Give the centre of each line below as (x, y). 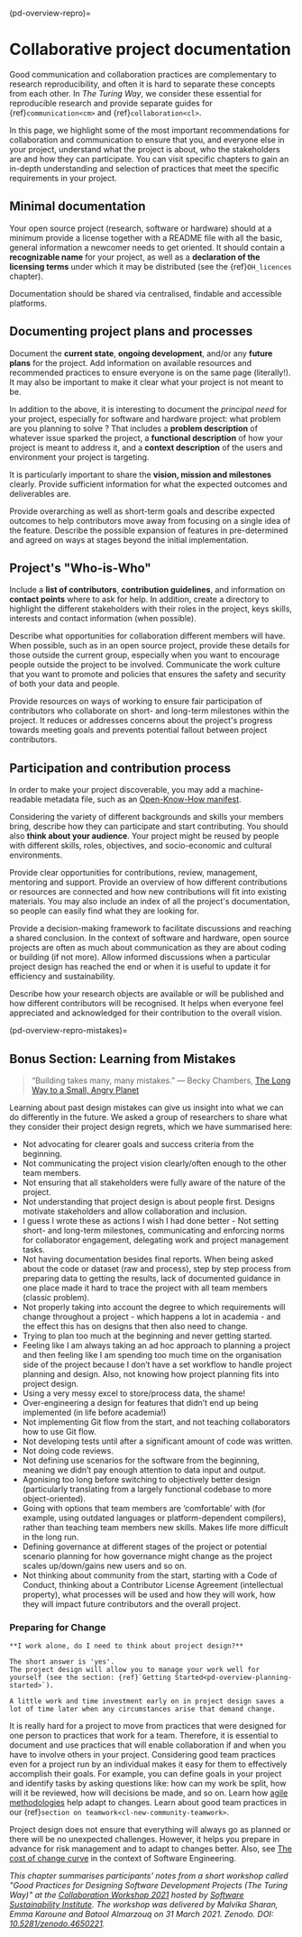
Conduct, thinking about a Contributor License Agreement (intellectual (153, 1585)
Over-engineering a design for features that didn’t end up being (140, 1403)
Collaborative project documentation (150, 50)
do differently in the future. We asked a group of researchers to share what (148, 1117)
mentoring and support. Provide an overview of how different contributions (148, 882)
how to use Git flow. (59, 1432)
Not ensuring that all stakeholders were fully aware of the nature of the (154, 1182)
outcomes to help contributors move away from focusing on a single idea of (150, 520)
